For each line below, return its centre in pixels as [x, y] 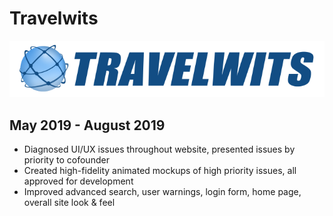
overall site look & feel [69, 202]
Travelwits [54, 18]
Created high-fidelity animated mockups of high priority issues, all [160, 170]
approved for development [78, 181]
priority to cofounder [66, 159]
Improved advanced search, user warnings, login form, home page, [162, 191]
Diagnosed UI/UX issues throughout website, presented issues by [159, 149]
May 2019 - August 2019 [87, 125]
